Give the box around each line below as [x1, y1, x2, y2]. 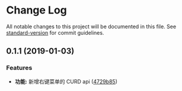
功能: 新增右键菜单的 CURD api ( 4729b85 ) [14, 77, 117, 85]
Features [6, 64, 33, 72]
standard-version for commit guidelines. [6, 29, 104, 36]
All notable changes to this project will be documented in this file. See [6, 23, 177, 30]
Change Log [6, 4, 67, 17]
